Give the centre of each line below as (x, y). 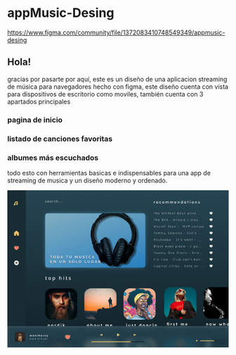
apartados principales (39, 101)
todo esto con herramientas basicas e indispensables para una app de (109, 173)
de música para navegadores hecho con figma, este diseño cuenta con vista (118, 87)
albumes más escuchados (53, 158)
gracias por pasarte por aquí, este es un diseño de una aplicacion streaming (117, 79)
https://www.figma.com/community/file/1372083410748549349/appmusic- (116, 32)
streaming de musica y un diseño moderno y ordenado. (87, 180)
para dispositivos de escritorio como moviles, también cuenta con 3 (105, 94)
